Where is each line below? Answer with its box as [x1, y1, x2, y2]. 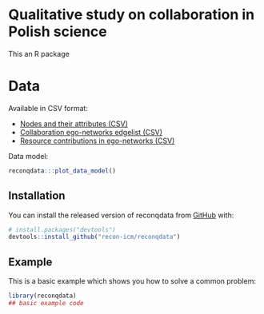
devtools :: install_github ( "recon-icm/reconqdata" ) [8, 233, 181, 241]
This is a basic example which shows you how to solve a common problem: [8, 276, 256, 286]
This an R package [8, 49, 70, 58]
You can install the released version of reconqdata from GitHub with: [8, 210, 234, 220]
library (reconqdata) [8, 292, 78, 300]
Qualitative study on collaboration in [8, 6, 254, 24]
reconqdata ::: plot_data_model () [8, 166, 116, 175]
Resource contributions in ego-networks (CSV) [19, 136, 175, 145]
